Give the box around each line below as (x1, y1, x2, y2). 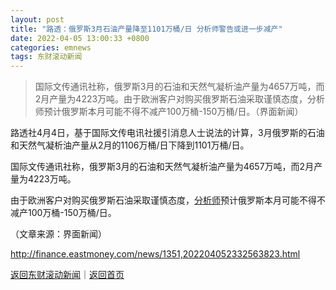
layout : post (10, 14, 65, 25)
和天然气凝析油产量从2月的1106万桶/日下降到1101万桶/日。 (10, 139, 250, 151)
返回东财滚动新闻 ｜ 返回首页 (10, 269, 125, 281)
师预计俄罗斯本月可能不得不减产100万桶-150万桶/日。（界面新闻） (34, 106, 304, 118)
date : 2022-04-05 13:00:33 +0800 (10, 33, 150, 43)
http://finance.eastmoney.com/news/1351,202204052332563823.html (10, 248, 301, 260)
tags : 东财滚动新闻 (10, 52, 83, 62)
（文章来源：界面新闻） (10, 228, 107, 240)
